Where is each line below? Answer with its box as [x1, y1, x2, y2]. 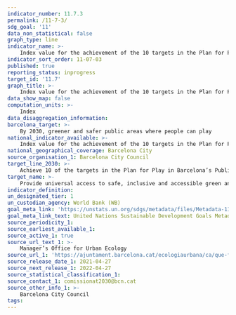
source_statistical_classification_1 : [7, 271, 121, 278]
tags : [7, 297, 23, 304]
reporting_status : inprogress [7, 69, 96, 76]
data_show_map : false [7, 95, 71, 102]
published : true [7, 62, 55, 69]
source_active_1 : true [7, 232, 74, 239]
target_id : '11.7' [7, 75, 61, 83]
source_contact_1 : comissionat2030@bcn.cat [7, 278, 137, 285]
